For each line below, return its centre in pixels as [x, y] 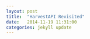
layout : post [22, 11]
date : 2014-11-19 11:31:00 [41, 22]
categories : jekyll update [39, 27]
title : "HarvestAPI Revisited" [45, 17]
